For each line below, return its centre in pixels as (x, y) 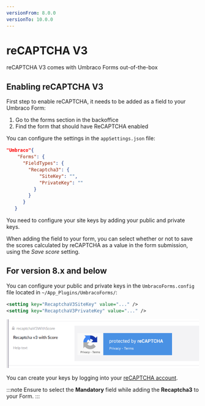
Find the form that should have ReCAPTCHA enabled (82, 126)
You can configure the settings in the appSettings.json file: (81, 139)
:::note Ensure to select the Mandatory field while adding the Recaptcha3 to (102, 390)
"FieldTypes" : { (43, 163)
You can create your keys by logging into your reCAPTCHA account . (92, 378)
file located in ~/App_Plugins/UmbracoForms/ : (62, 292)
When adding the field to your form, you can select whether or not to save (99, 239)
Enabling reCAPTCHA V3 (55, 87)
